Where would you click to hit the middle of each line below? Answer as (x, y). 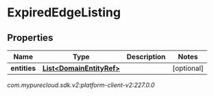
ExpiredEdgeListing (64, 13)
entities (23, 68)
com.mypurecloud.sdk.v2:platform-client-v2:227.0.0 (81, 85)
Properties (30, 38)
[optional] (188, 68)
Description (146, 57)
